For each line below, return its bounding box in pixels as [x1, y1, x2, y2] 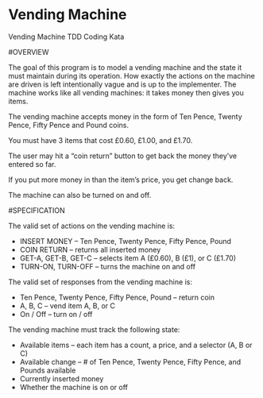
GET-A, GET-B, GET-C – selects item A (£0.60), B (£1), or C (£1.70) [19, 253, 237, 263]
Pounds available [19, 365, 76, 375]
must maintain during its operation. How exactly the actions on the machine [8, 71, 256, 80]
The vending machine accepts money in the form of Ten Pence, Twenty [8, 111, 242, 121]
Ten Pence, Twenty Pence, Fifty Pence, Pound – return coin [19, 292, 215, 302]
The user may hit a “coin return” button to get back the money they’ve [8, 151, 237, 160]
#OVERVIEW [8, 47, 49, 56]
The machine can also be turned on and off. [8, 190, 152, 199]
